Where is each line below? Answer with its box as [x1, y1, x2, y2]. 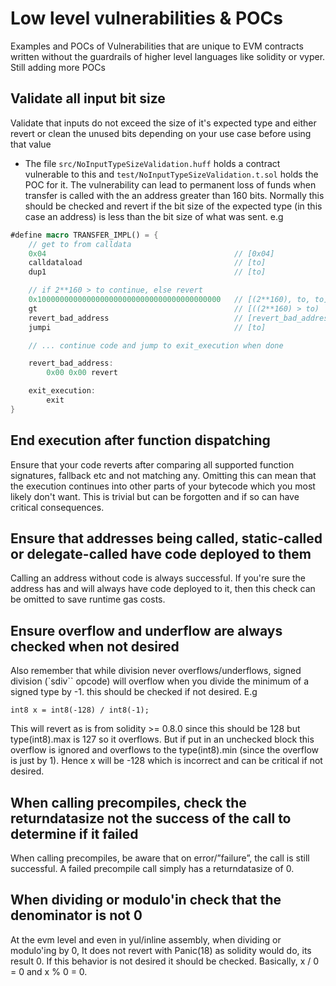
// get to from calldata [28, 239, 132, 249]
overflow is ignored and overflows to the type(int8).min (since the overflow [10, 744, 320, 756]
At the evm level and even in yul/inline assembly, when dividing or [10, 933, 282, 946]
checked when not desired [10, 638, 180, 655]
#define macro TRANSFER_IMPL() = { [10, 230, 159, 240]
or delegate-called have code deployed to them [10, 545, 312, 562]
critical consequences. [10, 501, 105, 513]
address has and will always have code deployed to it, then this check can [10, 583, 316, 595]
